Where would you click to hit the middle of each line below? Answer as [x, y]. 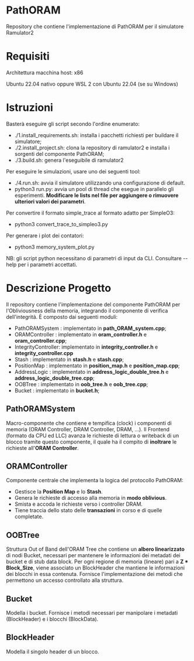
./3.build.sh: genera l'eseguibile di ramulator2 [69, 160]
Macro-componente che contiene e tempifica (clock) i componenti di [89, 423]
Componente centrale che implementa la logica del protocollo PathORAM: [95, 481]
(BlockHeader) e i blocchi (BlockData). [52, 619]
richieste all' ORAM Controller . [42, 448]
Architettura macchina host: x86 [45, 72]
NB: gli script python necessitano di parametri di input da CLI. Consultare [94, 258]
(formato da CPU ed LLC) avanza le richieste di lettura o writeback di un [93, 435]
